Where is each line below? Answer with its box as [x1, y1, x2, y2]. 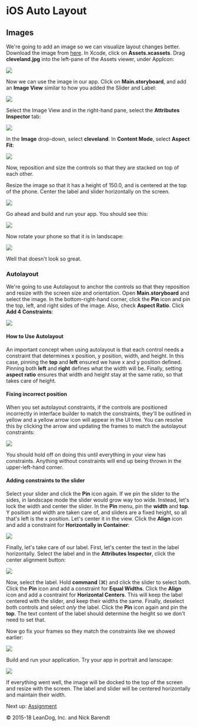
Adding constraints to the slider [6, 477, 85, 484]
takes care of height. [6, 377, 56, 384]
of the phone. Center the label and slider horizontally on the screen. [6, 188, 171, 195]
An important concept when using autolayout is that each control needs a [6, 346, 184, 353]
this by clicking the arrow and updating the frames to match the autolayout [6, 422, 187, 429]
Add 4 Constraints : [6, 308, 54, 315]
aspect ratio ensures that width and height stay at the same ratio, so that [6, 371, 183, 378]
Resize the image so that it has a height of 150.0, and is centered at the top [6, 182, 187, 189]
